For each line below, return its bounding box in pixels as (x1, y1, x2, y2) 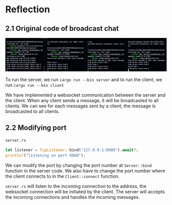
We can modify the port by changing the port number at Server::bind (5, 162, 152, 168)
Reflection (5, 4, 50, 15)
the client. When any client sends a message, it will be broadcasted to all (5, 98, 159, 104)
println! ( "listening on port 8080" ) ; (5, 153, 86, 158)
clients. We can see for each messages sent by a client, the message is (5, 103, 156, 109)
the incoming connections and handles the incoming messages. (5, 194, 140, 200)
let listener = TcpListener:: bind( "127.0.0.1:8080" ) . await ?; (5, 147, 139, 153)
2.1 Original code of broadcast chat (5, 24, 119, 33)
